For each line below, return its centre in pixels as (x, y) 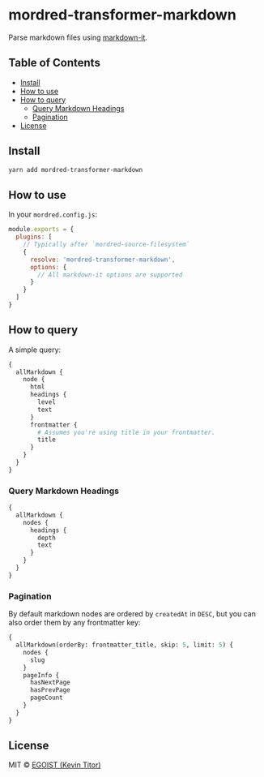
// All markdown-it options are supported (110, 275)
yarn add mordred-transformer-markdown (76, 170)
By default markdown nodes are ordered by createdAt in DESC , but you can (132, 614)
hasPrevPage (50, 690)
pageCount (46, 698)
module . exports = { (41, 230)
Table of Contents (55, 63)
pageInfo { (41, 675)
